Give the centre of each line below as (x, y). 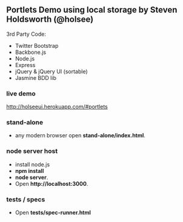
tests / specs (26, 199)
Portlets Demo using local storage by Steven (92, 10)
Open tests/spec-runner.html (53, 212)
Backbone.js (31, 52)
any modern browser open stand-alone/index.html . (80, 135)
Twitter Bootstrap (37, 45)
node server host (32, 151)
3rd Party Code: (26, 34)
